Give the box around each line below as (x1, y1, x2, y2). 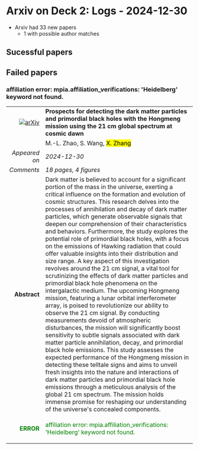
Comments (9, 166, 40, 174)
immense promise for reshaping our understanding (45, 398, 187, 406)
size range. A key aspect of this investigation (45, 257, 170, 265)
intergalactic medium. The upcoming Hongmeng (45, 286, 179, 295)
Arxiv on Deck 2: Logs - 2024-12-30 (6, 4, 188, 18)
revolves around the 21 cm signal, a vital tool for (45, 264, 179, 273)
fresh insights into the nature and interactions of (45, 368, 179, 376)
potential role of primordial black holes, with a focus (45, 235, 190, 243)
